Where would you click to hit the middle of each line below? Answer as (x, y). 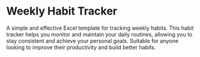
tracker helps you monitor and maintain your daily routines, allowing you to (99, 34)
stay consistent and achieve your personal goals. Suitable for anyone (92, 41)
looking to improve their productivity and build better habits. (81, 47)
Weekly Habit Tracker (62, 11)
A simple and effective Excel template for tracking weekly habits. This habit (100, 28)
